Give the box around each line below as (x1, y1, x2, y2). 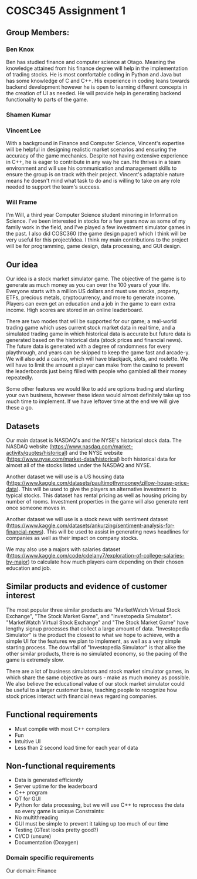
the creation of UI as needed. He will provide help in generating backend (6, 89, 182, 96)
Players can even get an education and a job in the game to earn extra (6, 300, 176, 307)
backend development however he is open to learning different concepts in (6, 83, 188, 90)
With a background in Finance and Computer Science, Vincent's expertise (6, 140, 185, 147)
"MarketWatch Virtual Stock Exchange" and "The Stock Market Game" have (6, 619, 189, 626)
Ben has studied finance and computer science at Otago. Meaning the (6, 58, 176, 65)
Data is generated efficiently (14, 777, 83, 784)
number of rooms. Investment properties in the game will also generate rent (6, 498, 189, 505)
